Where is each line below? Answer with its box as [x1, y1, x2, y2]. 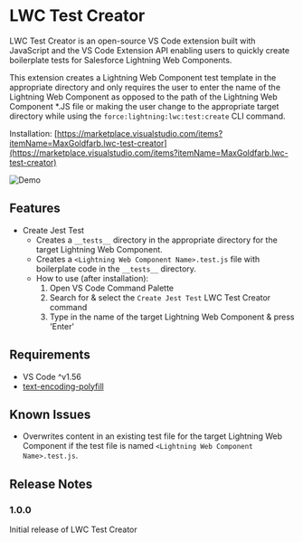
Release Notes [9, 476, 93, 491]
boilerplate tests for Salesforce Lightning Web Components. [9, 54, 232, 65]
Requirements [9, 347, 90, 363]
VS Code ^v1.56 [22, 371, 81, 382]
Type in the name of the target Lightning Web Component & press [49, 311, 295, 322]
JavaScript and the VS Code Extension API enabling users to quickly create [9, 44, 290, 55]
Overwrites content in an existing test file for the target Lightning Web [22, 431, 283, 442]
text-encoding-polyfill [22, 381, 104, 392]
